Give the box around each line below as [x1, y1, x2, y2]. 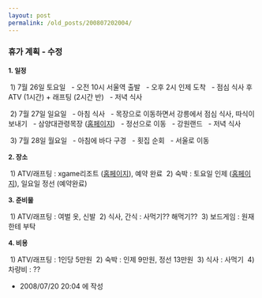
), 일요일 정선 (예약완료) [14, 179, 88, 188]
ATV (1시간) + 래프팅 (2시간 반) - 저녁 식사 [8, 92, 143, 101]
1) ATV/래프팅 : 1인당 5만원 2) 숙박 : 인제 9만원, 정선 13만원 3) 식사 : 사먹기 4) [9, 255, 255, 264]
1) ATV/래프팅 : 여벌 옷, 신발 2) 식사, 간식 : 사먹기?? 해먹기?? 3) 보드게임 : [9, 211, 240, 221]
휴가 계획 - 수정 [8, 47, 63, 58]
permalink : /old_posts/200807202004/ [8, 19, 133, 27]
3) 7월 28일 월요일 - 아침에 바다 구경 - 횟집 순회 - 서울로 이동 [9, 135, 210, 145]
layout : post [8, 11, 51, 20]
